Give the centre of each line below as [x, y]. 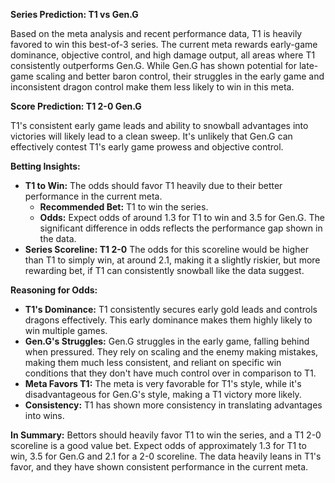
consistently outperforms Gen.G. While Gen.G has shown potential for [154, 65]
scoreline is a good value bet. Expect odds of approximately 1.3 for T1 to [158, 445]
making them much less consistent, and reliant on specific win [153, 362]
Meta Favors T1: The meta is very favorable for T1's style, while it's [163, 383]
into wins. [44, 415]
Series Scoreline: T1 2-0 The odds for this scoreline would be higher [166, 249]
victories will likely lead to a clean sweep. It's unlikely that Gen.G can [151, 136]
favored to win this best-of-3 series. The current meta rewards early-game [164, 44]
